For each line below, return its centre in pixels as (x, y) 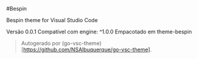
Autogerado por (41, 43)
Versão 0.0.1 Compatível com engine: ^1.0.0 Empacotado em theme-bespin (99, 32)
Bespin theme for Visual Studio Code (52, 20)
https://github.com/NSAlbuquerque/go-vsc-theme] (87, 49)
